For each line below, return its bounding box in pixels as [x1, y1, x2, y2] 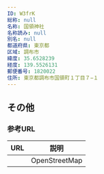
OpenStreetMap [30, 156, 83, 166]
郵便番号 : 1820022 [7, 68, 56, 75]
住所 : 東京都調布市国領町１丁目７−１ [7, 74, 98, 81]
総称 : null [7, 17, 37, 23]
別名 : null [7, 36, 37, 43]
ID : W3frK [7, 10, 36, 17]
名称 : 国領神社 [7, 23, 45, 30]
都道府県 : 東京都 [7, 42, 50, 49]
